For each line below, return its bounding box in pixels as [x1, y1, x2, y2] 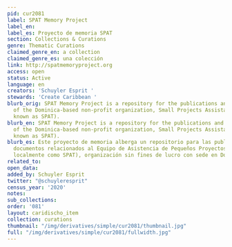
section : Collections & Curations [7, 36, 107, 43]
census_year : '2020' [7, 184, 67, 191]
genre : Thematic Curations [7, 42, 85, 49]
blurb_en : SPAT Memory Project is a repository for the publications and [7, 119, 224, 127]
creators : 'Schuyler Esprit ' [7, 87, 95, 94]
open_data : [7, 164, 39, 172]
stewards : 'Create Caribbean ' [7, 94, 97, 101]
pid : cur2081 [7, 10, 45, 17]
